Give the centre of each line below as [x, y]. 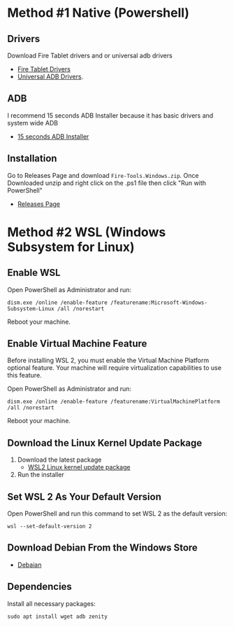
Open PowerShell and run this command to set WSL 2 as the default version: [117, 514]
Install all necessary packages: [52, 603]
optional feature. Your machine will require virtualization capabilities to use [115, 368]
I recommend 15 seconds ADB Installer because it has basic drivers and [110, 115]
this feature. [24, 375]
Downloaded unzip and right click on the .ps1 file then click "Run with [107, 183]
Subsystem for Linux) [71, 247]
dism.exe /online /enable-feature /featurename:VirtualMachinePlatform [114, 402]
